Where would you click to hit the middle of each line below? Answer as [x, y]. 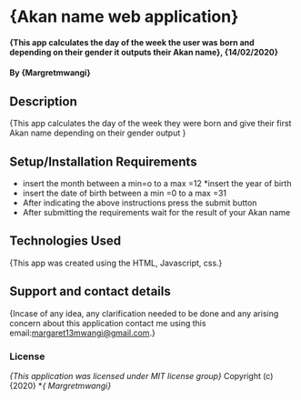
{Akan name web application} [124, 17]
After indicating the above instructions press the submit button [140, 203]
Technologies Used [65, 241]
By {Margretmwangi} [50, 73]
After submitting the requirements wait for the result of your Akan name [156, 212]
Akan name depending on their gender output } [98, 133]
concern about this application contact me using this [108, 323]
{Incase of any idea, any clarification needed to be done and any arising [144, 313]
